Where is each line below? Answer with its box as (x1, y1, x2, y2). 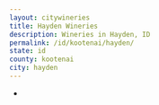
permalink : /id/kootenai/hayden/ (9, 38, 135, 48)
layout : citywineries (9, 13, 91, 22)
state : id (9, 47, 47, 56)
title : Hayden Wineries (9, 22, 99, 31)
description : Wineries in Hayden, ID (9, 30, 151, 39)
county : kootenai (9, 55, 75, 64)
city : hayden (9, 64, 58, 73)
